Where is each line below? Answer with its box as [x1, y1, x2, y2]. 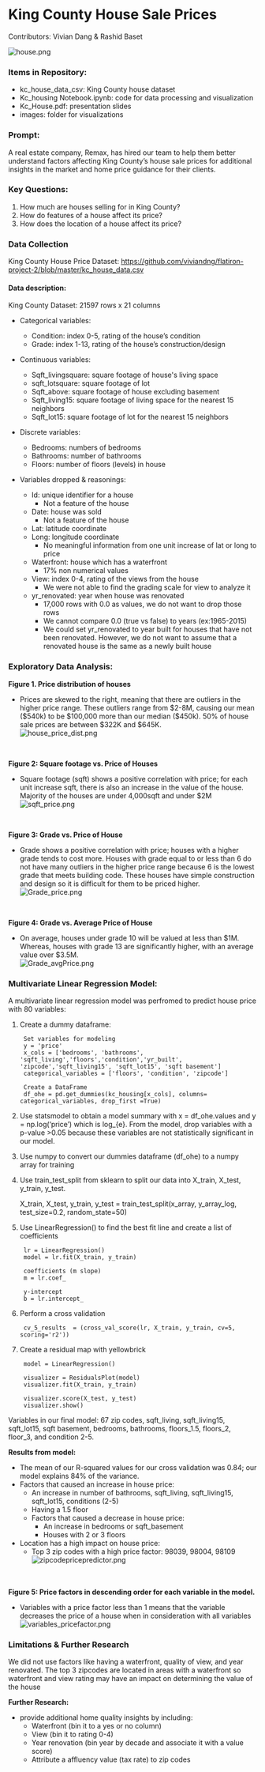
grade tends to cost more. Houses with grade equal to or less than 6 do [19, 854, 252, 863]
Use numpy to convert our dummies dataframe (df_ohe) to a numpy [19, 1152, 239, 1161]
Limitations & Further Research [8, 1638, 129, 1649]
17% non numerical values [43, 566, 129, 575]
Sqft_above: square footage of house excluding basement [31, 387, 220, 397]
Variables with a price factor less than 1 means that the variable [19, 1602, 226, 1612]
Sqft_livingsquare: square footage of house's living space [31, 370, 218, 380]
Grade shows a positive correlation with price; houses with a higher [19, 845, 239, 854]
